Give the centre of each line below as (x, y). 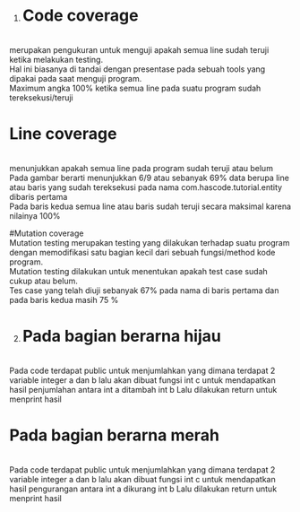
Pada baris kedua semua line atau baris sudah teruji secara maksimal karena (150, 206)
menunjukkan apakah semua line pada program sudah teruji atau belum (141, 168)
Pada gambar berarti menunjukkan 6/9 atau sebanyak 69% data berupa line (149, 178)
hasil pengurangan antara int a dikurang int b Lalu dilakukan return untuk (143, 489)
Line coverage (63, 134)
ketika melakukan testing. (56, 59)
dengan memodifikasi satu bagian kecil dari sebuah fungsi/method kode (142, 252)
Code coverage (80, 16)
